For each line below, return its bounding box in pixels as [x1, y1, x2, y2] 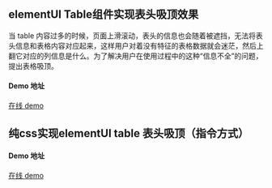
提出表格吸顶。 [8, 61, 58, 70]
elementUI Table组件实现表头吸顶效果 [8, 7, 199, 22]
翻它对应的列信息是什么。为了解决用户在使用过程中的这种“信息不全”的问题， [8, 51, 263, 61]
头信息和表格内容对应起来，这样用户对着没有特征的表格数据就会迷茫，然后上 [8, 41, 264, 50]
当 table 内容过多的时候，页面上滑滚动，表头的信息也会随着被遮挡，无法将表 [8, 31, 263, 41]
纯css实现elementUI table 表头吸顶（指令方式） [8, 126, 249, 140]
